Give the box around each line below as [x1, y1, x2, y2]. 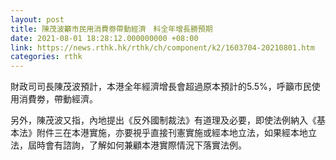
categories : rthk [10, 52, 83, 62]
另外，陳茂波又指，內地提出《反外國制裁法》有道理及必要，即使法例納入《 [10, 114, 317, 126]
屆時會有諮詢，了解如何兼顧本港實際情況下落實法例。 [27, 139, 247, 151]
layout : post [10, 14, 65, 25]
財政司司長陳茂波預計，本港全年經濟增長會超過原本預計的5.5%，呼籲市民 [10, 81, 312, 93]
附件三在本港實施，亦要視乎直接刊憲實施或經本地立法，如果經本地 [36, 127, 308, 139]
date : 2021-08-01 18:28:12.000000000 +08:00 [10, 33, 199, 43]
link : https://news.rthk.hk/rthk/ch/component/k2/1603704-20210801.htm [10, 42, 315, 53]
